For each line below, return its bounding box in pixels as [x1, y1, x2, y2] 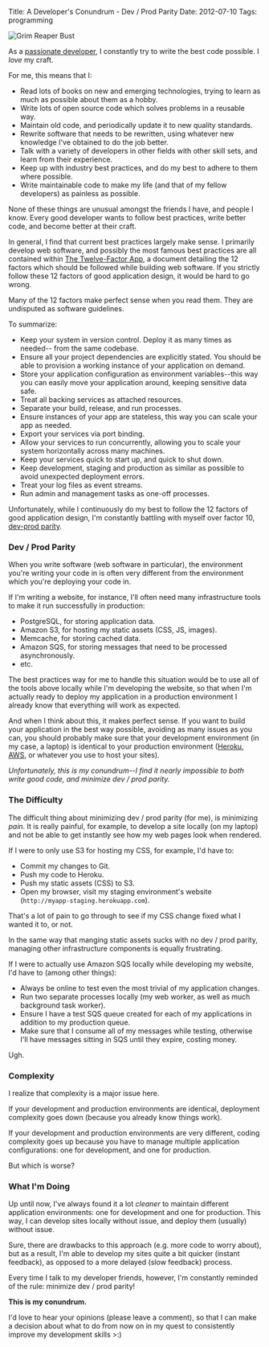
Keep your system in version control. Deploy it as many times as [19, 335, 232, 344]
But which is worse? [8, 1160, 75, 1170]
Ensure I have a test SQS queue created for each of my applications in [19, 1008, 252, 1018]
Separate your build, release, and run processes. [19, 404, 182, 413]
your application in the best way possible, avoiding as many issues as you [8, 725, 253, 734]
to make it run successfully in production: [8, 601, 145, 610]
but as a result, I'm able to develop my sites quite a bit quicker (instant [8, 1249, 240, 1259]
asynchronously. [19, 651, 75, 660]
